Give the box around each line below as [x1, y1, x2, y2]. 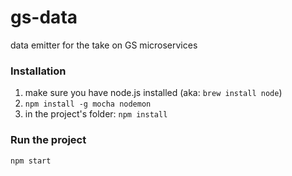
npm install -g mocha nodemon [24, 99, 152, 110]
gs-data [10, 6, 78, 29]
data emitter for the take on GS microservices [10, 39, 198, 51]
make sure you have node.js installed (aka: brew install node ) [24, 87, 283, 99]
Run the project [10, 133, 87, 147]
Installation [10, 64, 67, 78]
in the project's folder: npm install [24, 108, 168, 120]
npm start [10, 156, 52, 166]
